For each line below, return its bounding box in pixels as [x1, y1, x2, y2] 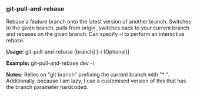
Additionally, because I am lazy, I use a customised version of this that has [6, 77, 186, 84]
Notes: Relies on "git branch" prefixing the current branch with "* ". [6, 71, 170, 78]
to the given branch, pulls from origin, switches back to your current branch [6, 24, 189, 31]
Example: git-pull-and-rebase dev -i [6, 59, 94, 67]
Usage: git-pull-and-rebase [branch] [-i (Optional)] [6, 48, 129, 55]
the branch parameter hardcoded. [6, 84, 88, 91]
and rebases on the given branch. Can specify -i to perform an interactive [6, 31, 185, 38]
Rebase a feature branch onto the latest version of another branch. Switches [6, 18, 192, 25]
